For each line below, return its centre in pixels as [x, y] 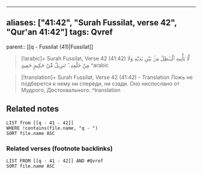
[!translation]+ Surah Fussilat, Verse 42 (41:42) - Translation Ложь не [107, 77]
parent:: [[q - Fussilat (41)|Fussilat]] [50, 46]
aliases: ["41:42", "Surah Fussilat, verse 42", [92, 23]
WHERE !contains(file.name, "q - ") [52, 128]
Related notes [32, 109]
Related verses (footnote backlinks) [60, 148]
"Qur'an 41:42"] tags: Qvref [60, 32]
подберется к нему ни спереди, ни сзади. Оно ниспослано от [100, 83]
